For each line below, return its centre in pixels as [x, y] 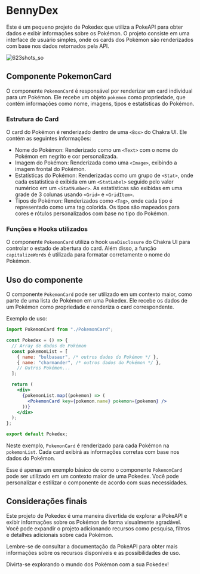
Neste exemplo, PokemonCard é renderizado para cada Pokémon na [88, 445]
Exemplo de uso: [27, 319]
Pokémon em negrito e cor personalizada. [66, 157]
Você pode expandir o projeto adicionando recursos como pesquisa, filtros [98, 528]
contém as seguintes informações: [49, 139]
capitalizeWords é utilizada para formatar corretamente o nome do [88, 255]
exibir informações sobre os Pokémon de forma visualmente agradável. [94, 522]
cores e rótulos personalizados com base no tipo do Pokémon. [92, 213]
